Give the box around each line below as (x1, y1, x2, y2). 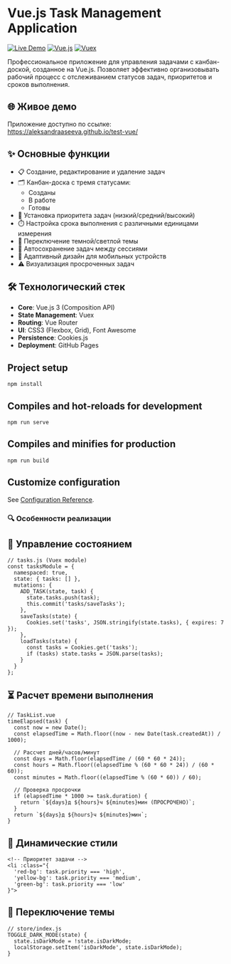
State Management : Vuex (17, 311, 95, 320)
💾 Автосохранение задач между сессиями (17, 244, 148, 253)
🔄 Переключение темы (7, 906, 115, 918)
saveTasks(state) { (20, 613, 78, 620)
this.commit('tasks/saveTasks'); (26, 600, 126, 608)
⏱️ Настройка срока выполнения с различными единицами (17, 219, 199, 227)
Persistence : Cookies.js (17, 333, 89, 342)
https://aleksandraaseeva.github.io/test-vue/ (7, 127, 139, 136)
